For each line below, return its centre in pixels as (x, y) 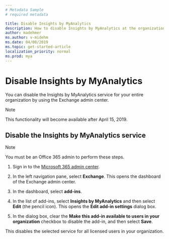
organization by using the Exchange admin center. (57, 100)
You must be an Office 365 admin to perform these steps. (65, 157)
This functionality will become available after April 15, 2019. (66, 119)
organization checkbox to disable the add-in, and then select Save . (83, 221)
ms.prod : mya (19, 56)
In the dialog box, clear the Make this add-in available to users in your (86, 216)
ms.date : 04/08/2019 (27, 42)
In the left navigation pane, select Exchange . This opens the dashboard (87, 176)
